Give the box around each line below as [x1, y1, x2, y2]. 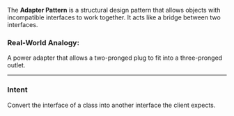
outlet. [7, 61, 26, 69]
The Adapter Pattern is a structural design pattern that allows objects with [7, 6, 221, 14]
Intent [7, 85, 28, 94]
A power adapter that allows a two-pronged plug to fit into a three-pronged [7, 53, 223, 62]
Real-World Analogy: [7, 38, 80, 47]
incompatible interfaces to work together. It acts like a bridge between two [7, 13, 221, 22]
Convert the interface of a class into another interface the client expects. [7, 101, 216, 109]
